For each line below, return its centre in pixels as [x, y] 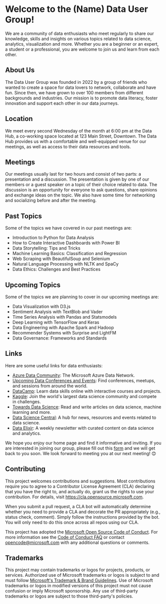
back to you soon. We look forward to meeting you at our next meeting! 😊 [81, 453]
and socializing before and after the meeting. [51, 201]
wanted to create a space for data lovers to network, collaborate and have [81, 87]
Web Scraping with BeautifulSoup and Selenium [61, 259]
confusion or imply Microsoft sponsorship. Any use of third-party [72, 591]
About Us [20, 70]
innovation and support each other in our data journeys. [62, 103]
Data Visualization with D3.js [41, 306]
